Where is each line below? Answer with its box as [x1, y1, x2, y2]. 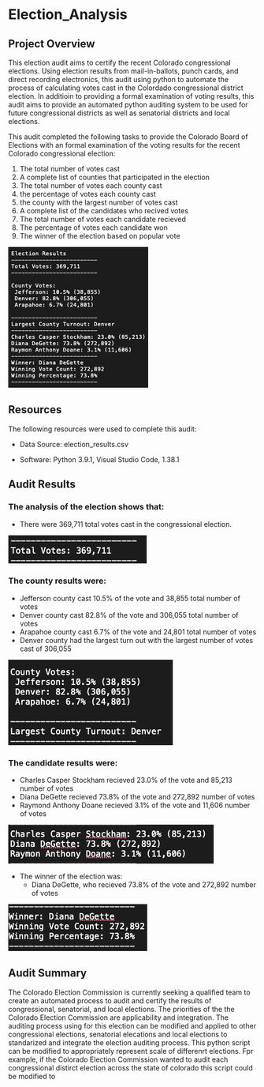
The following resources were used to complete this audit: [8, 424, 197, 434]
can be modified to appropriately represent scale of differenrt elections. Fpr [8, 1046, 254, 1055]
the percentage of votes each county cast [19, 190, 156, 198]
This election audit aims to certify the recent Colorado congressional [8, 58, 231, 67]
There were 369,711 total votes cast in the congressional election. [19, 519, 232, 528]
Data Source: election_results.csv [19, 439, 128, 449]
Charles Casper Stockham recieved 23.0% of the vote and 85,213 [19, 776, 232, 785]
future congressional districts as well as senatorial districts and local [8, 108, 230, 118]
